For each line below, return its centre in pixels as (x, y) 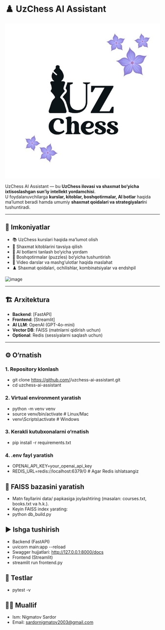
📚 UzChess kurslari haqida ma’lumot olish (55, 239)
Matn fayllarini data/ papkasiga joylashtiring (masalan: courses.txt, (79, 498)
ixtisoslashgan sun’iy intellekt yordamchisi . (50, 191)
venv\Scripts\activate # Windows (46, 419)
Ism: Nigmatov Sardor (34, 617)
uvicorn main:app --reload (39, 547)
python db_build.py (32, 514)
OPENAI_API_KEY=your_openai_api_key (52, 466)
